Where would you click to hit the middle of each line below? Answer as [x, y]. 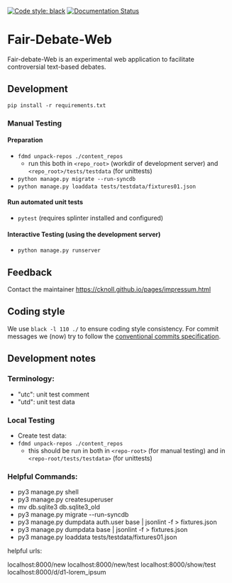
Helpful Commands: [43, 477]
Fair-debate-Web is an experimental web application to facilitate [101, 59]
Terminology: [31, 379]
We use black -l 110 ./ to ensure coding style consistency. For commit [113, 328]
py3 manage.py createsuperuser [65, 499]
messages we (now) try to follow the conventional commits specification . [114, 336]
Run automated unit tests [45, 202]
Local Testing [31, 420]
